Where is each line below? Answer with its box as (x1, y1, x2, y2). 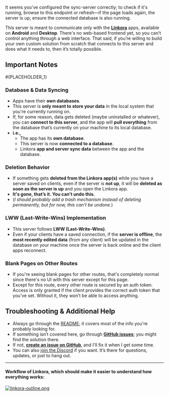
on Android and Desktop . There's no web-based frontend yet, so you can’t (5, 30, 161, 36)
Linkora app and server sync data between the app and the (20, 146, 144, 152)
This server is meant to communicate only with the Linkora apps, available (5, 25, 159, 31)
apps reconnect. (12, 247, 47, 253)
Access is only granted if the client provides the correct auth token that (12, 287, 160, 293)
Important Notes (5, 60, 58, 69)
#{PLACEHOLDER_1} (5, 74, 47, 80)
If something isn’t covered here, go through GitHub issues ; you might (12, 331, 157, 337)
